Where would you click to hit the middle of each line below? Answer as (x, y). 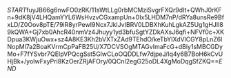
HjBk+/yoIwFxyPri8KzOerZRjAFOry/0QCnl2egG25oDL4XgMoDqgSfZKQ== (113, 61)
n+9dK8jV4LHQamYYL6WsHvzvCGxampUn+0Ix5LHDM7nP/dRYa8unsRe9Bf (116, 17)
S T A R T (17, 10)
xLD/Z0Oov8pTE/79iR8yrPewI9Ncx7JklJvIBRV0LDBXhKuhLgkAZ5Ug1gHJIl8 (115, 25)
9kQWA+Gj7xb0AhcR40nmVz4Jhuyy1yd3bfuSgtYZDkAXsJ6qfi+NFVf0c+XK (116, 32)
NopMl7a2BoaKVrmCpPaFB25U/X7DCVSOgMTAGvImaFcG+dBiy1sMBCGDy (115, 47)
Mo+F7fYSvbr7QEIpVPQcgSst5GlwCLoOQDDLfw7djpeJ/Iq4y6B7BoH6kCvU (115, 54)
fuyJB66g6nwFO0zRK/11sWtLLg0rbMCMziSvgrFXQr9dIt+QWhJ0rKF (124, 10)
